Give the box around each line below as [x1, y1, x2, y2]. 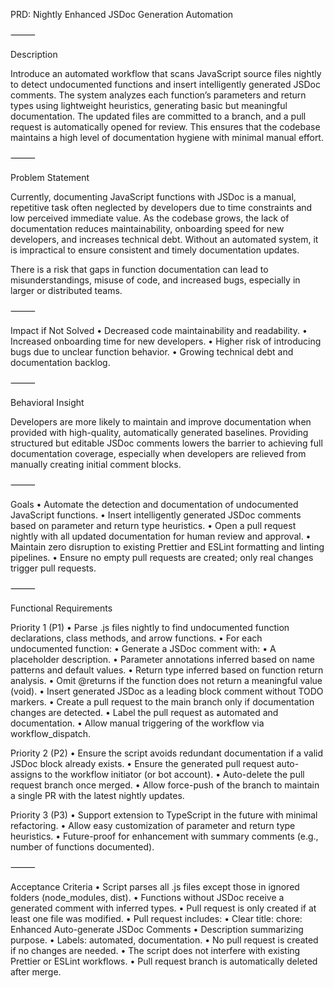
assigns [10, 769, 43, 780]
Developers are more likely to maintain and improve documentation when [10, 416, 312, 428]
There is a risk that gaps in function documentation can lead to [10, 264, 269, 275]
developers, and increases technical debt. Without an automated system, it [10, 234, 319, 245]
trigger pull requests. [10, 562, 97, 574]
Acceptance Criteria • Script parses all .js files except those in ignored [10, 881, 300, 893]
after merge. [10, 966, 62, 978]
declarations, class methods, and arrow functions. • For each [10, 632, 263, 644]
